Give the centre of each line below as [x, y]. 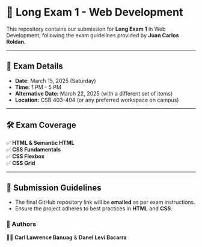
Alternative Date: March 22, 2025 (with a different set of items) [94, 93]
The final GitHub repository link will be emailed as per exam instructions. [105, 202]
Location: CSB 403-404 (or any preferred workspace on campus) [97, 100]
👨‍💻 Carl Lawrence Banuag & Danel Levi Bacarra [67, 237]
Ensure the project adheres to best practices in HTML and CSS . [94, 209]
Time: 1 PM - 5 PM [38, 87]
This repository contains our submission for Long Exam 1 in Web [86, 29]
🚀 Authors [21, 224]
